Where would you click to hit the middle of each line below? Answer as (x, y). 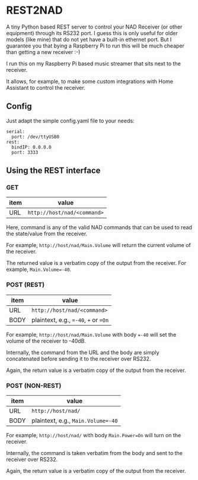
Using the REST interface (53, 171)
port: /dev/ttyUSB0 (36, 137)
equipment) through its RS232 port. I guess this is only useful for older (92, 33)
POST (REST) (25, 285)
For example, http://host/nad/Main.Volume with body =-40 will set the (91, 334)
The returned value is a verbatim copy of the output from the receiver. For (96, 263)
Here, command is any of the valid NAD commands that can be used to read (99, 228)
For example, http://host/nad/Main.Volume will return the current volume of (98, 245)
